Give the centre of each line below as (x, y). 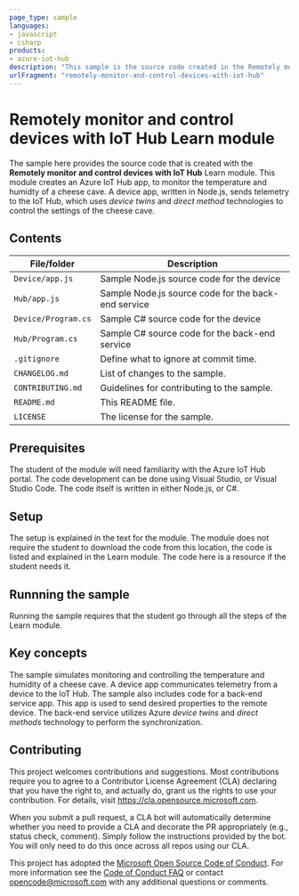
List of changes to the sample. (163, 373)
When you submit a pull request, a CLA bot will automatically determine (140, 817)
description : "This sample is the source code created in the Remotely (145, 68)
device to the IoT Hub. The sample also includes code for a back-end (136, 693)
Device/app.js (44, 278)
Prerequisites (47, 448)
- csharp (25, 42)
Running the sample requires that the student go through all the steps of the (148, 615)
